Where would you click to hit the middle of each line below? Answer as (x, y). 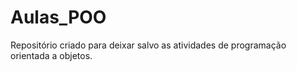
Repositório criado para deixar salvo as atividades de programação (148, 45)
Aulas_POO (58, 17)
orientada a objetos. (51, 55)
